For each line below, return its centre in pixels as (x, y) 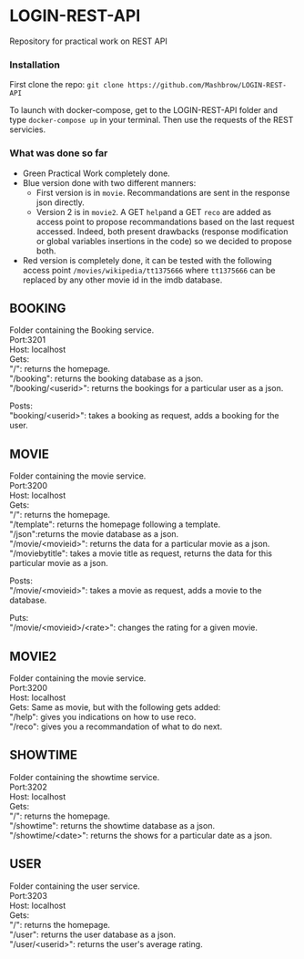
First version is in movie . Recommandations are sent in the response (163, 192)
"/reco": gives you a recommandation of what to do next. (116, 727)
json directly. (60, 202)
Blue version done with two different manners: (109, 182)
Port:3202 (28, 787)
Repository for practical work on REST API (89, 41)
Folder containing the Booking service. (82, 330)
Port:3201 (28, 340)
